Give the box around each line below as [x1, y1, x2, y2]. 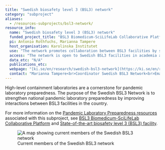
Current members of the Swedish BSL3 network [17, 140, 114, 146]
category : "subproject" [5, 12, 54, 17]
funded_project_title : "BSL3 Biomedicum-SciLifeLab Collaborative [9, 35, 148, 40]
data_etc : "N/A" [9, 58, 43, 62]
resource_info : [5, 26, 36, 30]
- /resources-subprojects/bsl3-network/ [9, 21, 93, 26]
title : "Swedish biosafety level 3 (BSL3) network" [5, 7, 113, 12]
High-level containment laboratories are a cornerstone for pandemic [5, 85, 143, 90]
